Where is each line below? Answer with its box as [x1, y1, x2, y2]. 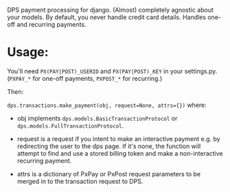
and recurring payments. [16, 21, 87, 28]
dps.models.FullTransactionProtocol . [16, 121, 124, 130]
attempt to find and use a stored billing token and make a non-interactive [16, 149, 223, 157]
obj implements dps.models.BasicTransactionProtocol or [16, 114, 178, 122]
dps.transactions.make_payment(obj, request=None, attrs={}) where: [7, 101, 207, 109]
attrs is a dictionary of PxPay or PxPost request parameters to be [16, 169, 201, 178]
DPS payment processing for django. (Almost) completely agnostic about [7, 6, 214, 14]
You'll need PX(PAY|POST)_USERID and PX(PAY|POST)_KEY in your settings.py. [7, 67, 218, 75]
